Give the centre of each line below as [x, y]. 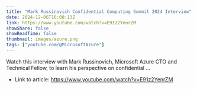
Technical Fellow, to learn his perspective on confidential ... [78, 68]
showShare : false [28, 28]
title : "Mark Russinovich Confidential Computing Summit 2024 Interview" [99, 12]
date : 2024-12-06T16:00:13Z [41, 17]
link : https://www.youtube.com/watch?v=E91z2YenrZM [71, 23]
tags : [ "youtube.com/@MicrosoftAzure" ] [55, 45]
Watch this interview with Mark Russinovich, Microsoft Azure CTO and [92, 61]
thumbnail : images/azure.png [42, 39]
